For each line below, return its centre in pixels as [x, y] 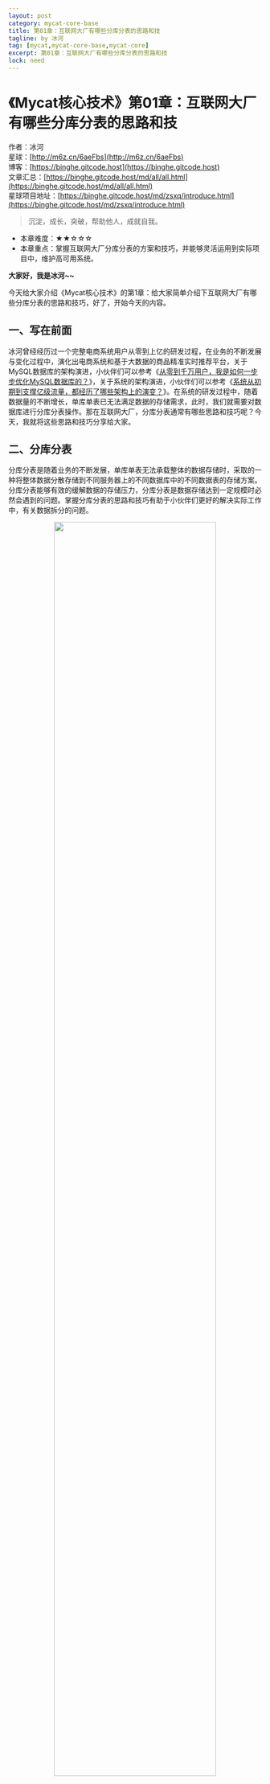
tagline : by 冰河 [36, 38]
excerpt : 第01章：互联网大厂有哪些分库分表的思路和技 [88, 53]
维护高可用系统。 [70, 258]
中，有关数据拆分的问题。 [51, 511]
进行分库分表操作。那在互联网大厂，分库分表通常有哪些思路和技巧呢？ [138, 412]
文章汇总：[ [27, 177]
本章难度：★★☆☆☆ [56, 238]
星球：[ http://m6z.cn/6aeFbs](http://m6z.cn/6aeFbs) [96, 157]
